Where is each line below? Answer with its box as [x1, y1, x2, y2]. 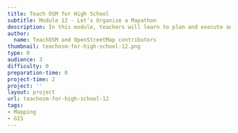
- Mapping [7, 108, 37, 115]
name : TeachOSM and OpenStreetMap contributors [13, 37, 157, 44]
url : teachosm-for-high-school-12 [7, 96, 110, 103]
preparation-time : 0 [7, 69, 69, 76]
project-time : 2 [7, 75, 55, 83]
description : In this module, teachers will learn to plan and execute [7, 23, 223, 30]
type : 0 [7, 50, 30, 57]
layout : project [7, 89, 55, 96]
